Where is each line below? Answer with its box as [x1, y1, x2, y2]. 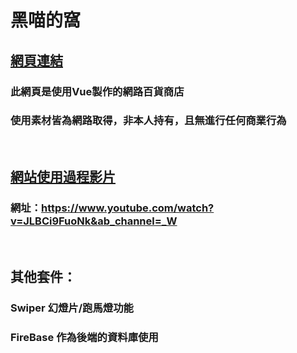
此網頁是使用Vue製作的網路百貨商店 [10, 84, 185, 98]
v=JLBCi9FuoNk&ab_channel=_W [10, 214, 178, 228]
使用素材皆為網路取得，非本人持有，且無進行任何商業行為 [10, 114, 287, 128]
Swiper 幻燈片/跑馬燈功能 [10, 301, 134, 315]
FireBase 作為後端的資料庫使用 [10, 330, 159, 344]
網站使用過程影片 [10, 169, 116, 186]
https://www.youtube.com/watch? [41, 201, 215, 215]
